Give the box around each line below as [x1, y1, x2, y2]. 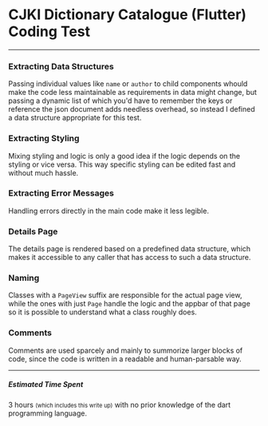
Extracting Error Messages [8, 187, 114, 199]
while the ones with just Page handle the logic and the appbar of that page [8, 299, 251, 309]
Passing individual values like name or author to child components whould [8, 79, 248, 89]
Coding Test [8, 22, 90, 41]
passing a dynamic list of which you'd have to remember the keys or [8, 96, 233, 105]
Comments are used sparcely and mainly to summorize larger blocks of [8, 345, 243, 355]
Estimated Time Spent [8, 380, 84, 389]
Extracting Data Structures [8, 61, 114, 72]
